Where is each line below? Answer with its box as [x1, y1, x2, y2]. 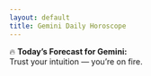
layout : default [9, 13, 70, 22]
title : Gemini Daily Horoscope [9, 21, 127, 30]
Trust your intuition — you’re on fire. [9, 55, 143, 67]
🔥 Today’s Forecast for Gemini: [9, 46, 128, 56]
